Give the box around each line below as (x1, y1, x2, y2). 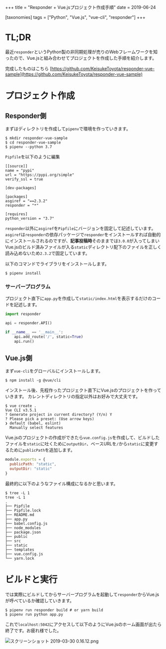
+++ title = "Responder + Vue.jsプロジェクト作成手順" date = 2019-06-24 (5, 4, 156, 10)
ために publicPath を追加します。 (9, 447, 76, 453)
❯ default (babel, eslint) (5, 421, 61, 426)
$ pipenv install (5, 270, 41, 275)
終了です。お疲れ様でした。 (5, 627, 62, 634)
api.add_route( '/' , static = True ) (14, 334, 83, 339)
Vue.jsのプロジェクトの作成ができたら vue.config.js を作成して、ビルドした (5, 435, 160, 441)
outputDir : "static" (9, 466, 52, 472)
